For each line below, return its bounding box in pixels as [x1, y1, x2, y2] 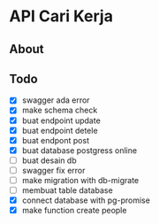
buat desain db [21, 155, 77, 166]
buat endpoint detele [21, 125, 99, 135]
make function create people [21, 205, 127, 216]
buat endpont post [21, 135, 90, 145]
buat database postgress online [21, 144, 138, 156]
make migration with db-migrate [21, 174, 140, 185]
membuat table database [21, 184, 113, 196]
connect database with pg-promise [21, 195, 150, 205]
